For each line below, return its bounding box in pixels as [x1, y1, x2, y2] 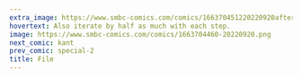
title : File [9, 55, 54, 64]
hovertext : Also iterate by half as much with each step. [9, 22, 231, 30]
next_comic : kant [9, 38, 75, 48]
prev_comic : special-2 [9, 47, 94, 56]
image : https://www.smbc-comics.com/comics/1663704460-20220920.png [9, 30, 271, 39]
